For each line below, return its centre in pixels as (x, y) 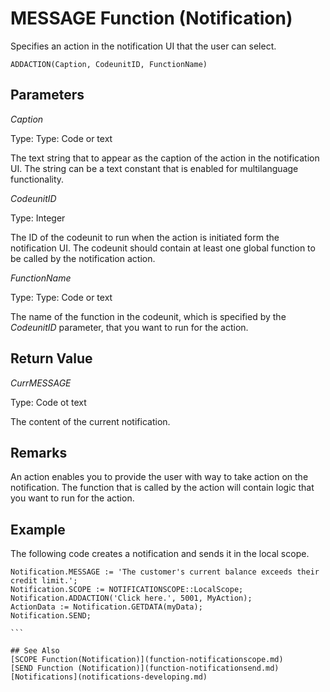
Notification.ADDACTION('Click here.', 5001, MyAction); (131, 598)
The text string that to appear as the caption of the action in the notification (165, 158)
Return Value (51, 358)
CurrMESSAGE (41, 383)
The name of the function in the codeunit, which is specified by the (148, 316)
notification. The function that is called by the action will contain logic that (162, 488)
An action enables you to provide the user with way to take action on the (159, 477)
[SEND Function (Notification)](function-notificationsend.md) (145, 668)
